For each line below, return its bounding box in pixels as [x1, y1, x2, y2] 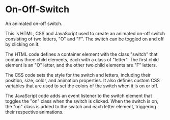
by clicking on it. [5, 41, 40, 47]
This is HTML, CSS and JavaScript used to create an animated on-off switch [5, 30, 165, 36]
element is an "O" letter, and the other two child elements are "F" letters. [5, 62, 157, 68]
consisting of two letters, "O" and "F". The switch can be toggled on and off [5, 36, 164, 42]
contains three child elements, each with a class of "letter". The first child [5, 56, 159, 62]
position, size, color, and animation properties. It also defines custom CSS [5, 77, 160, 83]
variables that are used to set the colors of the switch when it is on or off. [5, 83, 159, 89]
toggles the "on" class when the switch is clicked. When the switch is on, [5, 98, 159, 104]
